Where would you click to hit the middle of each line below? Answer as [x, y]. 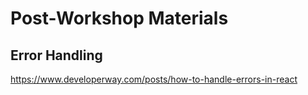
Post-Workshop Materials [119, 18]
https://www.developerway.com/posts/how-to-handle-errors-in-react [154, 79]
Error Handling [56, 55]
